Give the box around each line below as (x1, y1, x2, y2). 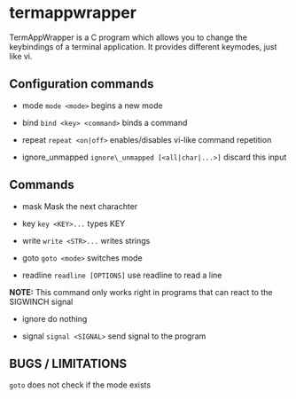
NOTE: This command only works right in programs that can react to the (9, 286, 273, 297)
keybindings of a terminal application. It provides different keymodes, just (9, 41, 277, 51)
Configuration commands (9, 76, 154, 91)
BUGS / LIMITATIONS (9, 356, 127, 371)
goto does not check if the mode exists (9, 379, 152, 390)
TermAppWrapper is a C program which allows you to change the (9, 32, 248, 43)
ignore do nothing (21, 313, 88, 324)
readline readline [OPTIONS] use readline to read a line (21, 270, 222, 280)
